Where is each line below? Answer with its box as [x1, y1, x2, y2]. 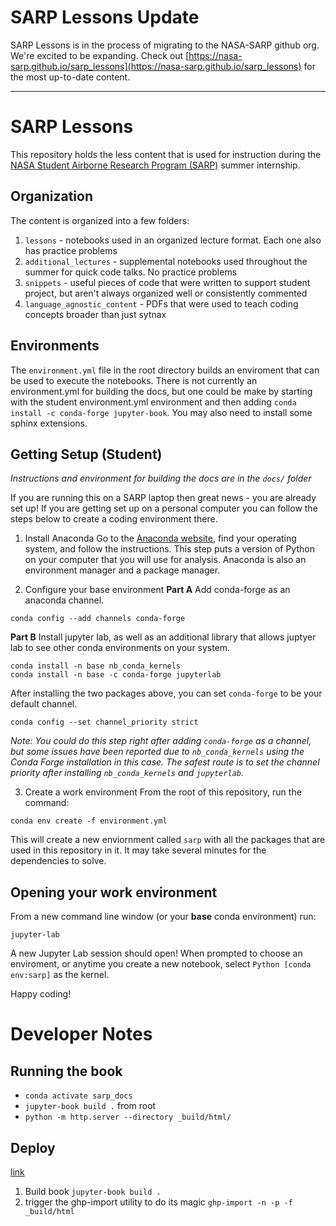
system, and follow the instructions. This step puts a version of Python [24, 543, 315, 555]
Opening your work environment [10, 884, 218, 901]
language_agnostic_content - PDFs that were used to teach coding [24, 297, 299, 310]
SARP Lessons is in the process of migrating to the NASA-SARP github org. [10, 39, 320, 51]
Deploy [10, 1139, 56, 1156]
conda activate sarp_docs [24, 1091, 133, 1101]
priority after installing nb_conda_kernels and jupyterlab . [10, 767, 244, 779]
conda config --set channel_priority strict [10, 717, 199, 728]
